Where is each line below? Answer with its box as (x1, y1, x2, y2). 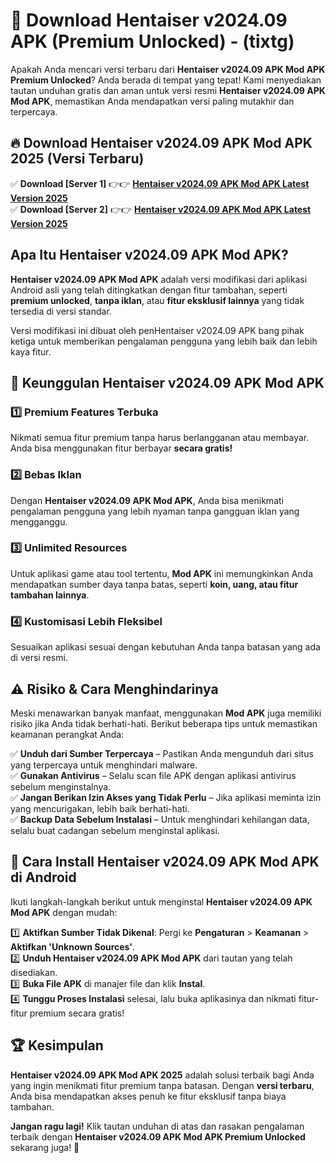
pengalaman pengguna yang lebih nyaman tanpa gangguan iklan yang (10, 505, 300, 517)
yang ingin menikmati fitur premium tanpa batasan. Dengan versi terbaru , (10, 1079, 315, 1091)
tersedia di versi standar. (10, 305, 112, 317)
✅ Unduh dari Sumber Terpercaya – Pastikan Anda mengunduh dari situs (10, 747, 314, 759)
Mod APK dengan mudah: (10, 906, 118, 918)
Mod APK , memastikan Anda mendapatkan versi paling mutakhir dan (10, 95, 295, 107)
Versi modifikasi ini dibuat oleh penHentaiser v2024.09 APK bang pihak (10, 324, 305, 336)
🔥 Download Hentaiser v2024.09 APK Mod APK (10, 135, 313, 152)
